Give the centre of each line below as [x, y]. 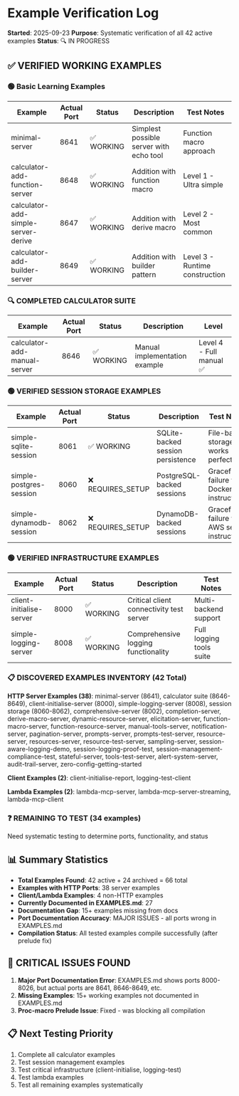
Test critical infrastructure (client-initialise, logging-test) [99, 1070]
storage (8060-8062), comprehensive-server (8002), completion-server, [115, 711]
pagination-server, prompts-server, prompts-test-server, [112, 734]
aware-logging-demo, [39, 749]
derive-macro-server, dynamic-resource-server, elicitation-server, [105, 718]
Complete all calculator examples [67, 1054]
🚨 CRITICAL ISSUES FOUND [69, 963]
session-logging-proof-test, [114, 749]
